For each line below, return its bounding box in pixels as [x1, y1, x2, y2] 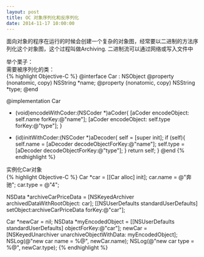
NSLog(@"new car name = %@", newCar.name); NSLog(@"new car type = [6, 238, 195, 245]
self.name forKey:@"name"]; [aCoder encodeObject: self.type [15, 116, 171, 123]
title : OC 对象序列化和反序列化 [6, 15, 79, 21]
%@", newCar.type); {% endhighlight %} [6, 244, 108, 252]
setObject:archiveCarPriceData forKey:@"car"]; [6, 206, 126, 214]
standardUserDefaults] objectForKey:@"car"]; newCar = [6, 225, 147, 232]
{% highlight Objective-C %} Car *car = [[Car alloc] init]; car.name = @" [6, 174, 187, 181]
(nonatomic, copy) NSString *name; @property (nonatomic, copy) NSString [6, 79, 195, 86]
